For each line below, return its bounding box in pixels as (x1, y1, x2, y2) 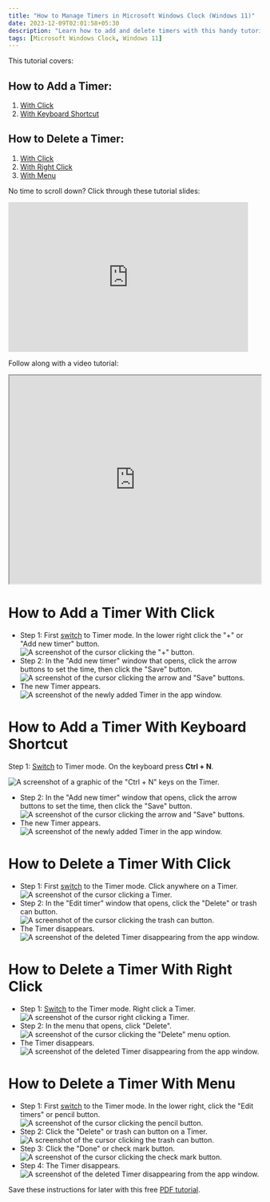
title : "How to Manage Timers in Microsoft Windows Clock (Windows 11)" (8, 11, 256, 20)
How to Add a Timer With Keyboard (8, 718, 247, 736)
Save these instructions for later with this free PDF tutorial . (8, 1184, 201, 1194)
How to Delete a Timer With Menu (8, 1075, 236, 1092)
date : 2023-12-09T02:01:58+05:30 (8, 19, 120, 27)
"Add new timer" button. (19, 639, 100, 648)
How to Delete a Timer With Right (8, 960, 233, 978)
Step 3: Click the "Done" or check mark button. (19, 1144, 176, 1153)
